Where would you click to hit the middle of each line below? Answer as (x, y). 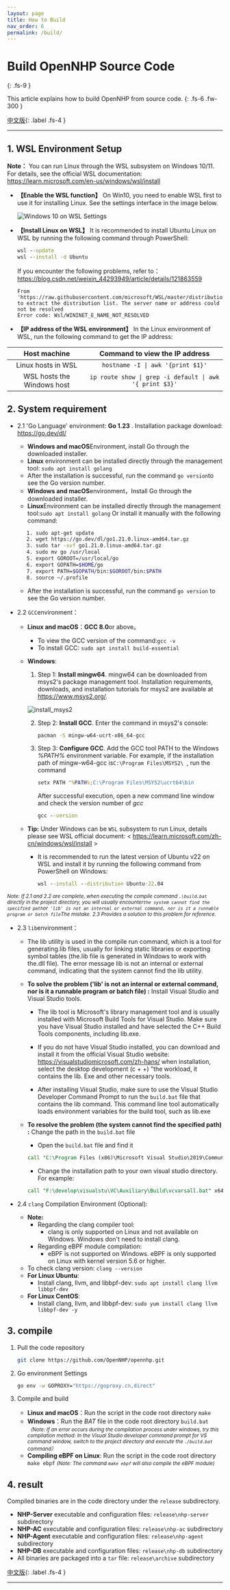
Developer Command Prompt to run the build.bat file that (119, 1097)
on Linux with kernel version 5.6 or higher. (107, 1261)
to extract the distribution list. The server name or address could (118, 303)
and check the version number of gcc (90, 803)
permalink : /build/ (35, 33)
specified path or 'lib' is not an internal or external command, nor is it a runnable (113, 909)
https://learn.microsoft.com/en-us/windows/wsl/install (84, 181)
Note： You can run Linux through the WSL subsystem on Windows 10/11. (111, 166)
